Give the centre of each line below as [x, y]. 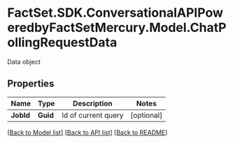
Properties [31, 84]
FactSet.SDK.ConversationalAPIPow [115, 13]
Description [93, 103]
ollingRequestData [62, 43]
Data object [24, 61]
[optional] [147, 115]
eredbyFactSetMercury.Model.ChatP [117, 28]
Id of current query [93, 115]
